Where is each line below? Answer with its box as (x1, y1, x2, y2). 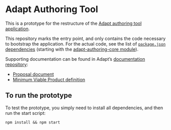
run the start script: (5, 110, 46, 116)
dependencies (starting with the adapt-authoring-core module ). (5, 46, 139, 52)
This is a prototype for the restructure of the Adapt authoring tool (5, 20, 142, 26)
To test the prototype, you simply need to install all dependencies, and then (5, 105, 163, 111)
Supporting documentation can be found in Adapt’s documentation (5, 56, 146, 62)
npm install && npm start (5, 120, 60, 125)
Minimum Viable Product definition (12, 76, 85, 82)
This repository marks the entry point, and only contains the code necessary (5, 35, 166, 41)
